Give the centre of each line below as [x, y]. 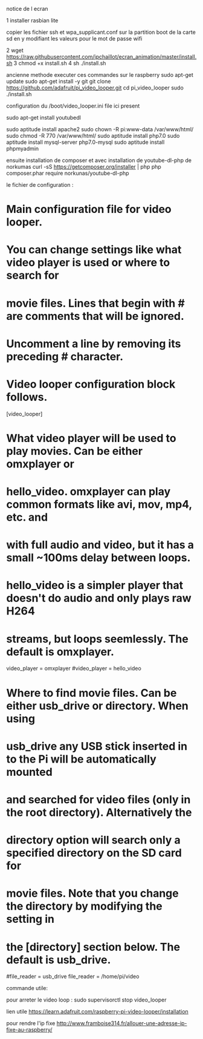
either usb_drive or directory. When [97, 705]
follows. [27, 397]
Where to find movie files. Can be [92, 693]
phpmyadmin [23, 148]
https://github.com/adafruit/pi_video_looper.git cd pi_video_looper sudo [95, 88]
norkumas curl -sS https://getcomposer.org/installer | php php [84, 167]
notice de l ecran [27, 9]
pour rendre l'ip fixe [31, 1023]
